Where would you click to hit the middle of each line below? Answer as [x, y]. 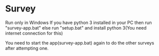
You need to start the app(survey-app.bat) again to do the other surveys [80, 42]
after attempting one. [27, 48]
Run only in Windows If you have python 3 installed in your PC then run [78, 22]
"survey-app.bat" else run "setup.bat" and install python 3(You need [76, 27]
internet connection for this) [34, 33]
